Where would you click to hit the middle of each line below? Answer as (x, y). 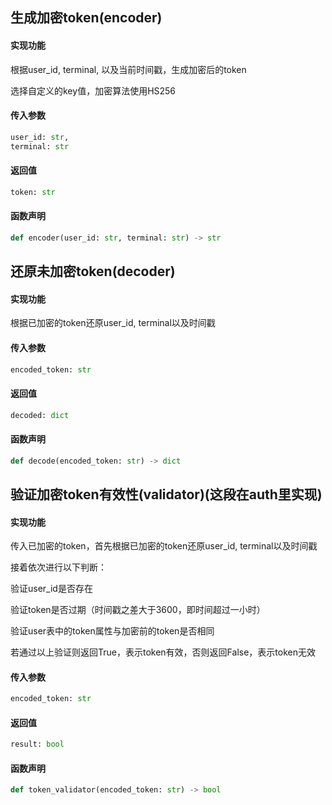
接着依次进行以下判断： (58, 567)
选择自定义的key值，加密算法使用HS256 (93, 90)
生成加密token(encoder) (86, 18)
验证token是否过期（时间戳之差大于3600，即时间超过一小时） (138, 610)
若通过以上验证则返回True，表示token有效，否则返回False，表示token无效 (163, 652)
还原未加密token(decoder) (93, 271)
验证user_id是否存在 (51, 589)
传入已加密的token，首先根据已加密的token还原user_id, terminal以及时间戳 (164, 546)
